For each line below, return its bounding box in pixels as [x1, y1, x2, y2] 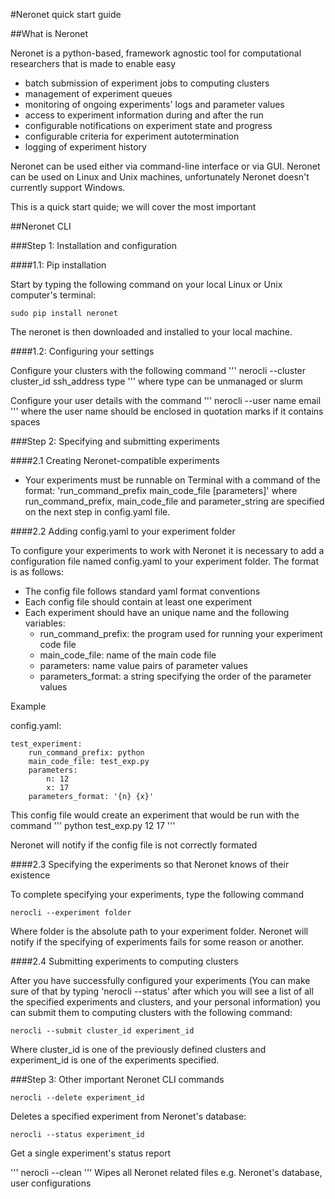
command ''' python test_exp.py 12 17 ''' [10, 820, 176, 831]
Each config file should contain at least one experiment [24, 596, 253, 608]
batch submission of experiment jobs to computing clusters [24, 77, 270, 89]
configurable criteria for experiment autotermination [24, 130, 240, 142]
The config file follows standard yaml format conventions [24, 585, 261, 597]
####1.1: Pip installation [10, 259, 107, 271]
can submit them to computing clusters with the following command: [10, 1007, 293, 1018]
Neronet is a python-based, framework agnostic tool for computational [10, 47, 302, 59]
